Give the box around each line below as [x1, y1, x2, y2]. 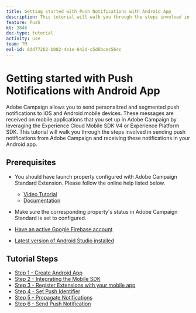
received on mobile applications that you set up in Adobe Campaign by [6, 116, 177, 123]
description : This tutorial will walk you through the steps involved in [6, 14, 190, 20]
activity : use [6, 36, 41, 41]
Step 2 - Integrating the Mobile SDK [14, 276, 101, 283]
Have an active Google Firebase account [14, 225, 113, 232]
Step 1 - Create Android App [14, 269, 83, 276]
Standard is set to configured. [14, 214, 87, 221]
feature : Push [6, 19, 41, 25]
